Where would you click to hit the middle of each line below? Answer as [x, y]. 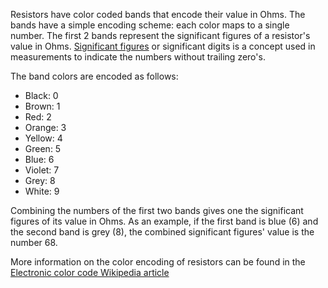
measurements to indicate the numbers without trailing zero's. [138, 57]
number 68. [34, 242]
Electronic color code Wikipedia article [90, 272]
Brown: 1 [42, 106]
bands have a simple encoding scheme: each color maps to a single [150, 25]
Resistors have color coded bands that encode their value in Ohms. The [158, 14]
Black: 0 [41, 95]
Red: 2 [38, 117]
